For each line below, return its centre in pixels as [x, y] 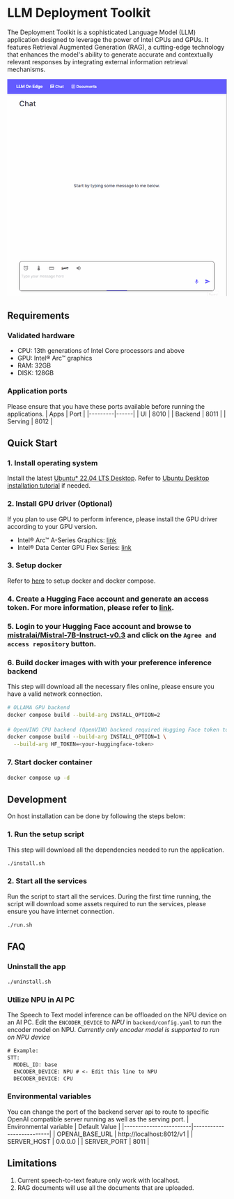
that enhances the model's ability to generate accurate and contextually [110, 54]
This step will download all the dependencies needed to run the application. [116, 850]
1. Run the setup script [46, 834]
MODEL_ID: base [36, 1065]
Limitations [32, 1164]
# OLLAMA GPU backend [39, 707]
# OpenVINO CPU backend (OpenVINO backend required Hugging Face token [113, 729]
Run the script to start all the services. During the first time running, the [109, 896]
